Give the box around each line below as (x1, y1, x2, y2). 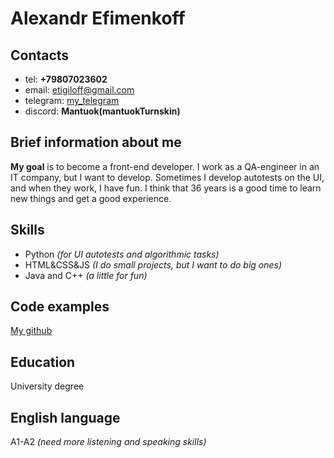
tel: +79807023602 (24, 73, 108, 85)
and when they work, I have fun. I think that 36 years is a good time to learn (10, 182, 322, 194)
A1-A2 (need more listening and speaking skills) (10, 436, 207, 448)
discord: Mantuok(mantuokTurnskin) (24, 105, 181, 117)
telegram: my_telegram (24, 95, 120, 106)
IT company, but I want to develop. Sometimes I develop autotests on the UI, (10, 171, 325, 183)
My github (10, 325, 53, 337)
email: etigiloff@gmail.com (24, 84, 135, 96)
